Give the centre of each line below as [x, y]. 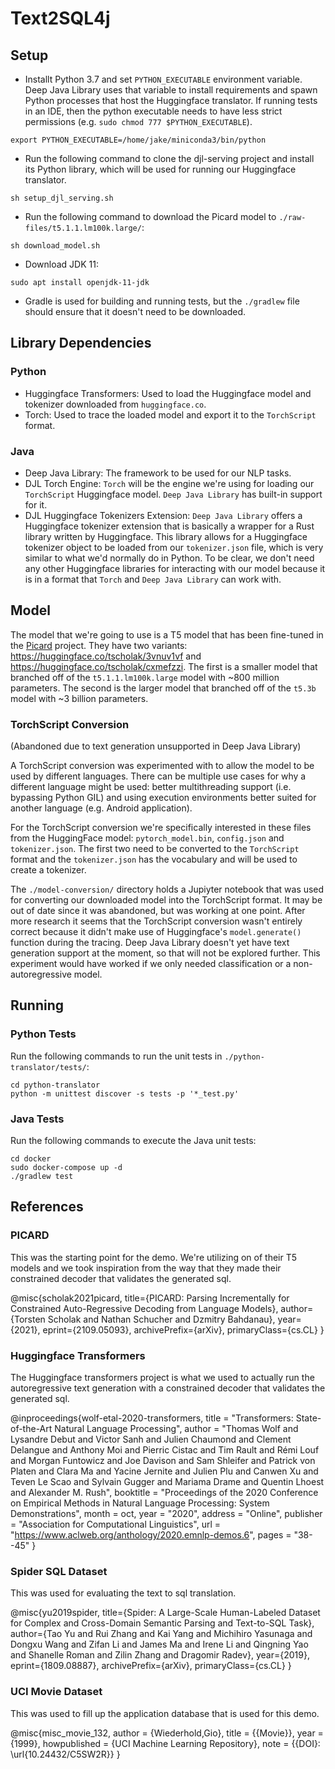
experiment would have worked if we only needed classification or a [151, 964]
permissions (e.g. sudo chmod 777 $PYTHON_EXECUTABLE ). [138, 121]
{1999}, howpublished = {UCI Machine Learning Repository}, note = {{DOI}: [165, 1743]
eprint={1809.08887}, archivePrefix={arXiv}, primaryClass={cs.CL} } [151, 1666]
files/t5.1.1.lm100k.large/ [83, 228]
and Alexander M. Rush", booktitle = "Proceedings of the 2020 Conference [164, 1493]
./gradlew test [42, 1177]
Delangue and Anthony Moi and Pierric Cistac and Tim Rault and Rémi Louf [165, 1450]
